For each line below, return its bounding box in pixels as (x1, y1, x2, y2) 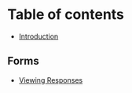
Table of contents (7, 6, 125, 24)
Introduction (18, 32, 59, 41)
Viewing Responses (18, 75, 83, 84)
